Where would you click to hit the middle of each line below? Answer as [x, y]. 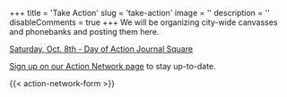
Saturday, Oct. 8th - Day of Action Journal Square [101, 49]
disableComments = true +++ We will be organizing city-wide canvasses [143, 22]
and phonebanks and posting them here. [84, 32]
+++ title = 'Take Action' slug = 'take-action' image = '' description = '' [140, 13]
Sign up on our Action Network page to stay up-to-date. [113, 66]
